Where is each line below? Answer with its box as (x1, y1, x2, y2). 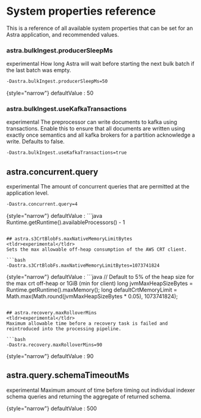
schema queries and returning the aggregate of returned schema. (6, 392, 172, 400)
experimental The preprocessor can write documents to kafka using (6, 118, 177, 126)
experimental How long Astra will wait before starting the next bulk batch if (6, 60, 194, 68)
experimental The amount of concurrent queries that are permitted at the (6, 183, 190, 190)
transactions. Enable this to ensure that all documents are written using (6, 125, 185, 132)
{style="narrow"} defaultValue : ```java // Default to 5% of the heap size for (6, 273, 194, 280)
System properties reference (6, 4, 156, 18)
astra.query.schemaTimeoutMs (6, 370, 130, 381)
